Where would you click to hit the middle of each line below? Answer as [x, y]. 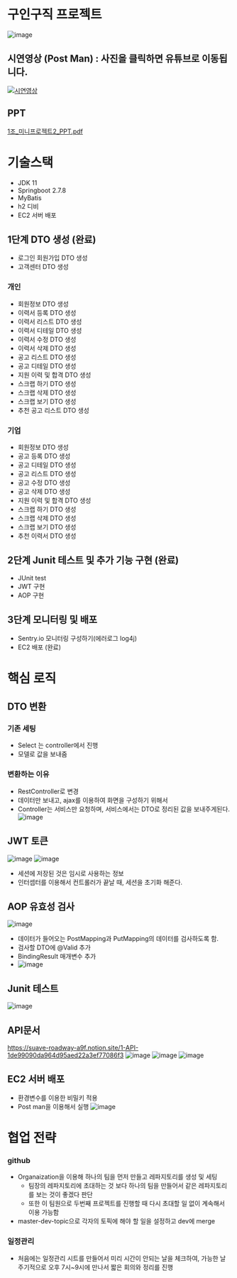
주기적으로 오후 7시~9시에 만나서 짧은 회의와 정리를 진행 [95, 1267]
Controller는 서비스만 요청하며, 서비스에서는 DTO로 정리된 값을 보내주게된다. [124, 809]
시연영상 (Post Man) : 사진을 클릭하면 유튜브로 [104, 59]
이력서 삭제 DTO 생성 [47, 348]
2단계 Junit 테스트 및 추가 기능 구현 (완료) [93, 560]
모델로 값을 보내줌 [42, 754]
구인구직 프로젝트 [55, 15]
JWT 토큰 [28, 841]
